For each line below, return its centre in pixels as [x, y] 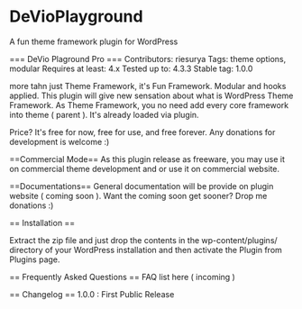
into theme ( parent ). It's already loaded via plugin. [105, 114]
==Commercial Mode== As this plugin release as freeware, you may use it [147, 159]
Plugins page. [35, 259]
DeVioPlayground [76, 17]
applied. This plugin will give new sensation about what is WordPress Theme [151, 95]
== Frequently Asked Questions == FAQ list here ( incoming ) [123, 277]
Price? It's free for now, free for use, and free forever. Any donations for [142, 132]
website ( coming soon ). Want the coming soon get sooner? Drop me [138, 195]
